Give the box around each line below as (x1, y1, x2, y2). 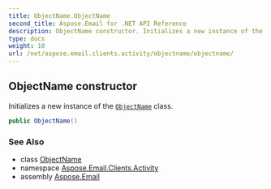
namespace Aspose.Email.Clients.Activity (19, 163, 159, 173)
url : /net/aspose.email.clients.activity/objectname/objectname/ (8, 49, 234, 58)
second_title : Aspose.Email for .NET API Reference (8, 19, 187, 28)
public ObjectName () (8, 117, 79, 125)
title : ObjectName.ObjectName (8, 11, 111, 20)
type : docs (8, 34, 45, 43)
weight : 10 (8, 42, 45, 50)
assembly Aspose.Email (19, 171, 100, 181)
